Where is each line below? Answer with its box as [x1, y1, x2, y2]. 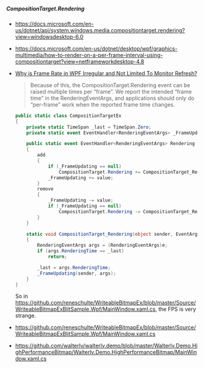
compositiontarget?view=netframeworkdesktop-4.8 [15, 58, 144, 65]
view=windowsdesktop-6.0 [15, 33, 84, 40]
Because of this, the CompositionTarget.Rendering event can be [30, 81, 191, 88]
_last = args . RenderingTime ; [37, 264, 111, 271]
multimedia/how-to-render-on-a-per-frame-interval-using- [15, 51, 163, 58]
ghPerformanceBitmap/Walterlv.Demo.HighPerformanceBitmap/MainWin [15, 349, 197, 356]
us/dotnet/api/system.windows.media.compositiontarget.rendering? [15, 26, 185, 34]
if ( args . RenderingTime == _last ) [37, 248, 124, 254]
